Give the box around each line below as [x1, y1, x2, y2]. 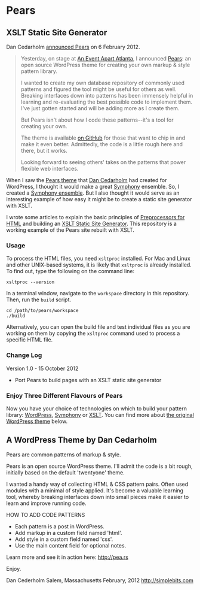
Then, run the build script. [6, 296, 72, 303]
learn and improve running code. [6, 500, 87, 507]
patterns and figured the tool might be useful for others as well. [20, 86, 177, 93]
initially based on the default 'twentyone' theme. [6, 468, 125, 476]
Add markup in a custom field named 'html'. [14, 529, 122, 536]
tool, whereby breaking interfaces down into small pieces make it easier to [6, 493, 189, 500]
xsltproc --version [6, 279, 55, 285]
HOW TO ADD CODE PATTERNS [6, 511, 85, 518]
